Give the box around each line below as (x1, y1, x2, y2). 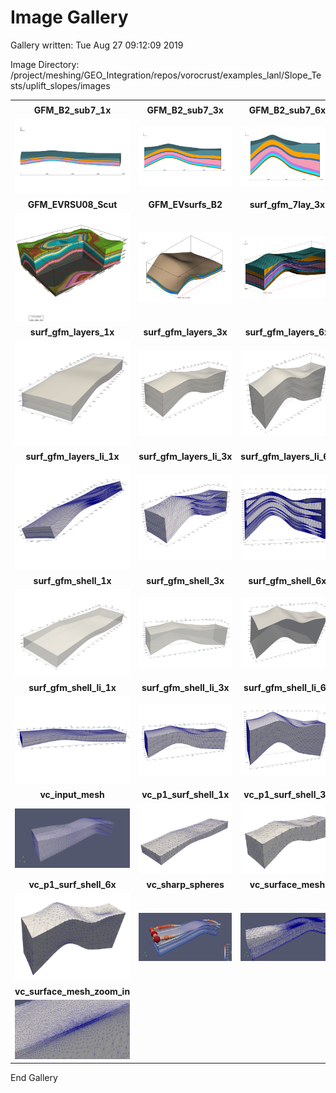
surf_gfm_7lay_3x (249, 199, 326, 211)
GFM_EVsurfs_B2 (148, 199, 223, 211)
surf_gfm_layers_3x (143, 326, 228, 338)
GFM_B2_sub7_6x (248, 104, 327, 116)
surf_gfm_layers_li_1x (25, 450, 120, 462)
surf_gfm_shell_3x (146, 574, 225, 586)
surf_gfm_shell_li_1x (28, 681, 117, 693)
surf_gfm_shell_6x (248, 574, 327, 586)
